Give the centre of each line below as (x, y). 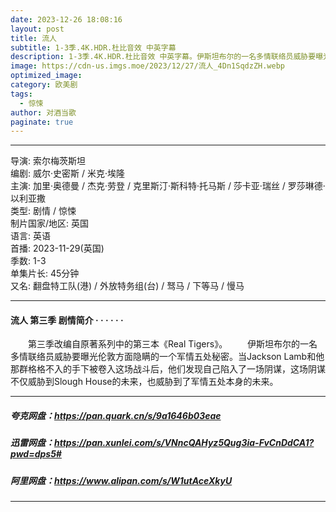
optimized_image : (46, 76)
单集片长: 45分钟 (45, 273)
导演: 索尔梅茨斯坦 (48, 161)
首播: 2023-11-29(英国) (57, 248)
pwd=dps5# (36, 454)
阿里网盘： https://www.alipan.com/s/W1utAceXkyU (121, 480)
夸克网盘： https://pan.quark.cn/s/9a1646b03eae (116, 416)
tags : (21, 94)
